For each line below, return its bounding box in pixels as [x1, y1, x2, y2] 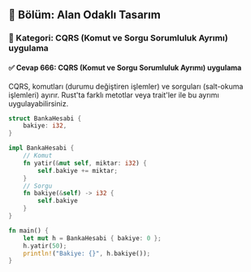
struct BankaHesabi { [8, 114, 82, 123]
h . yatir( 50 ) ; [23, 241, 67, 250]
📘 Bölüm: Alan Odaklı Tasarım [8, 8, 161, 22]
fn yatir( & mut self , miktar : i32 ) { [23, 159, 148, 167]
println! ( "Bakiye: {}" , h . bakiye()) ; [23, 249, 151, 257]
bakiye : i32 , [23, 122, 67, 130]
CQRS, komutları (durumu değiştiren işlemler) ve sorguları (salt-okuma [8, 81, 244, 91]
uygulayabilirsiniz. [8, 98, 69, 108]
